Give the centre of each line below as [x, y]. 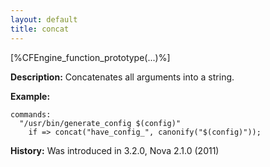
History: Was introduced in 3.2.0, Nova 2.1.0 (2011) [115, 150]
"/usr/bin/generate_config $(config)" [100, 123]
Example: [30, 96]
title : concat [40, 29]
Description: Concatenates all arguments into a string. [122, 77]
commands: [31, 114]
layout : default [44, 19]
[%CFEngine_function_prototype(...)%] [90, 57]
